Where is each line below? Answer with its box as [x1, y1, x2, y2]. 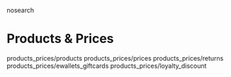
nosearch [6, 6, 35, 14]
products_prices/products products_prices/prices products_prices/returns [6, 54, 224, 62]
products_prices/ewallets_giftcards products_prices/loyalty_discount [6, 61, 207, 70]
